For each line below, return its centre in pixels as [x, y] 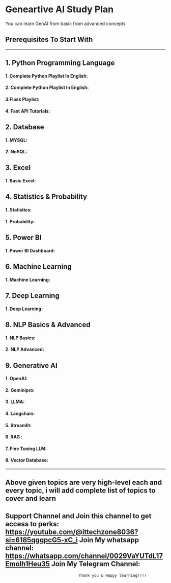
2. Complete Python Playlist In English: [47, 87]
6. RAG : [14, 437]
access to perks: [32, 524]
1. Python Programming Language [60, 63]
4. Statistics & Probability [46, 197]
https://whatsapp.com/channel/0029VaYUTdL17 [84, 556]
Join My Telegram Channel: [96, 564]
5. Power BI [23, 238]
